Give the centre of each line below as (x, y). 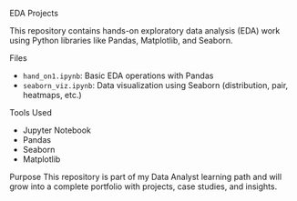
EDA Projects (34, 13)
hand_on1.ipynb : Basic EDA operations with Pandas (118, 75)
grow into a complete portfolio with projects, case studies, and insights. (143, 186)
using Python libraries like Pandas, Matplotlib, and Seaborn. (122, 40)
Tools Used (31, 112)
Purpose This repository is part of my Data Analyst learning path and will (146, 177)
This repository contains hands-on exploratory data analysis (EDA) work (145, 30)
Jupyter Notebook (56, 130)
